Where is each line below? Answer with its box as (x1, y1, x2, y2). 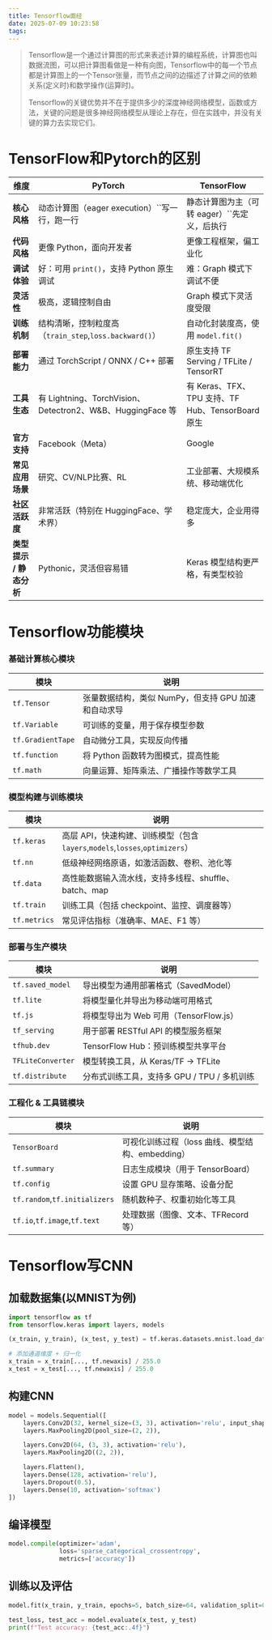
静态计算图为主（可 (185, 196, 260, 207)
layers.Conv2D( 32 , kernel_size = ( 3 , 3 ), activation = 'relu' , (23, 1419, 227, 1427)
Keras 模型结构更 (185, 556, 252, 568)
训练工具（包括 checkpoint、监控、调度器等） (62, 900, 236, 911)
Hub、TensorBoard (185, 405, 260, 416)
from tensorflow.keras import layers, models (8, 1321, 164, 1329)
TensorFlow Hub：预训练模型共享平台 (82, 1041, 227, 1052)
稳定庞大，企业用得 (185, 505, 260, 517)
